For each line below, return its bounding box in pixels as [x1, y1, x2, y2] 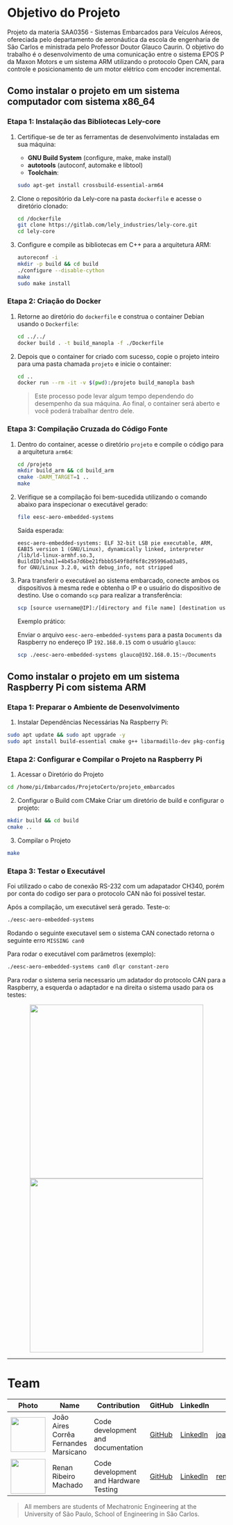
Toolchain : [27, 168, 59, 177]
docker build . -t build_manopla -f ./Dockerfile [17, 340, 164, 346]
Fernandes [52, 1438, 87, 1448]
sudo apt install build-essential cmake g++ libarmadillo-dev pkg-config [7, 738, 225, 745]
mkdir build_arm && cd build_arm [17, 468, 114, 474]
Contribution [96, 1400, 140, 1410]
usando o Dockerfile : [17, 319, 79, 328]
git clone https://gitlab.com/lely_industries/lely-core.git [17, 221, 198, 229]
